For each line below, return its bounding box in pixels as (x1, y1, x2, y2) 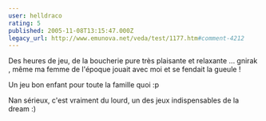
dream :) (8, 104, 37, 114)
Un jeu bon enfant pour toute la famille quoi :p (8, 80, 160, 90)
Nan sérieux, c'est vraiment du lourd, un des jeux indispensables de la (8, 95, 240, 105)
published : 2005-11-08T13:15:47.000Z (8, 26, 134, 34)
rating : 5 (8, 19, 42, 27)
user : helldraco (8, 11, 62, 20)
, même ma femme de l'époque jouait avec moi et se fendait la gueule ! (8, 65, 241, 75)
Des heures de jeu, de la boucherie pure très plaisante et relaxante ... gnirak (8, 56, 258, 66)
